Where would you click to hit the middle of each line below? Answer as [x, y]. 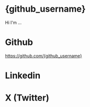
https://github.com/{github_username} [44, 56]
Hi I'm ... [13, 22]
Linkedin [23, 75]
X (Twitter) [27, 98]
